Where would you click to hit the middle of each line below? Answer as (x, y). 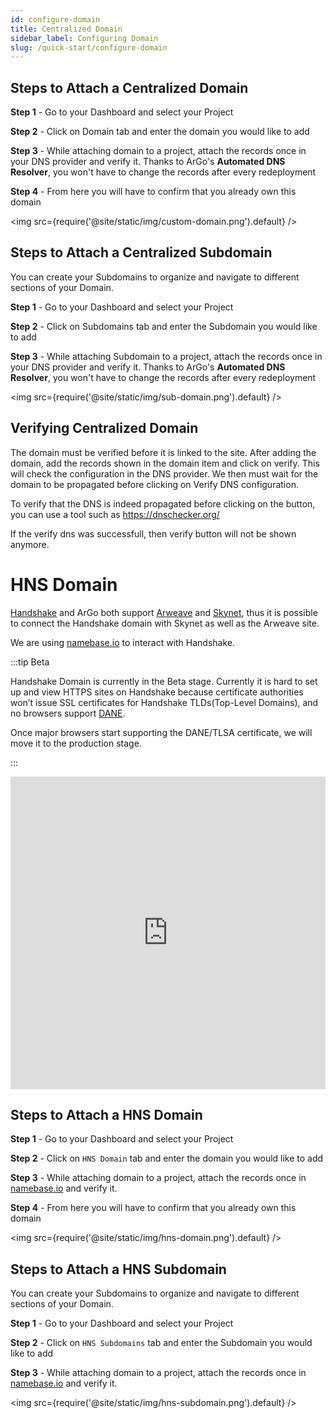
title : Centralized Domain (66, 29)
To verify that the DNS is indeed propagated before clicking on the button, (163, 503)
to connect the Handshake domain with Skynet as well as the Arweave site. (165, 623)
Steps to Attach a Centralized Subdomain (141, 252)
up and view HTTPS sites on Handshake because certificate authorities (157, 692)
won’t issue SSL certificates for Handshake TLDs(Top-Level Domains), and (164, 702)
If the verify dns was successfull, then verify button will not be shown (153, 533)
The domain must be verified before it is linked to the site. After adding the (163, 452)
